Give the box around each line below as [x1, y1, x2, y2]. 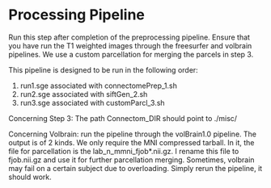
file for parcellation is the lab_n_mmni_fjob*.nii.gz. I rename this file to [8, 146, 239, 156]
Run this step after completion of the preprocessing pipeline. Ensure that [8, 32, 251, 42]
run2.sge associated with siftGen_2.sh [19, 89, 148, 98]
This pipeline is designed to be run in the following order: [8, 65, 198, 74]
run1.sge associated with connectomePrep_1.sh [19, 81, 178, 90]
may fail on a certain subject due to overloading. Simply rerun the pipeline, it [8, 163, 263, 173]
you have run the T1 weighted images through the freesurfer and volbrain [8, 40, 252, 50]
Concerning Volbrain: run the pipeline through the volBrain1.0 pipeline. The [8, 129, 257, 139]
